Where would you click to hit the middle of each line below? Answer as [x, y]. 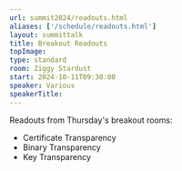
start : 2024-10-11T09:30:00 [63, 77]
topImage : [28, 52]
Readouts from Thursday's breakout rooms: [91, 120]
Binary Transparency [62, 147]
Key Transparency [57, 156]
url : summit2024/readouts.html [69, 18]
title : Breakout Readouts [58, 43]
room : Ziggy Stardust [51, 69]
